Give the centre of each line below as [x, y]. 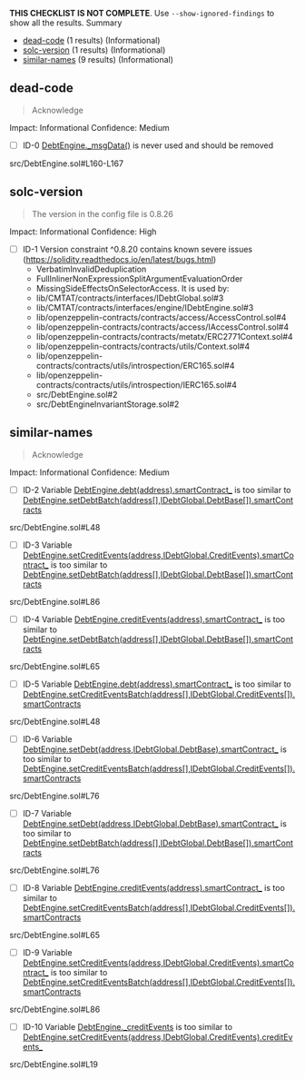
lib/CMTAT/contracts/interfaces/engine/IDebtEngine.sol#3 [145, 307]
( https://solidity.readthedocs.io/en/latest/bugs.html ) [119, 259]
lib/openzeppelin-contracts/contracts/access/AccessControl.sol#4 [161, 317]
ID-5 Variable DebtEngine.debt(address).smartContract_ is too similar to [157, 684]
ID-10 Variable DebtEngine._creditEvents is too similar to [128, 1027]
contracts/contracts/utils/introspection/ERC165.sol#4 [135, 365]
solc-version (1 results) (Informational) [94, 50]
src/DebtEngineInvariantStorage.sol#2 [108, 404]
